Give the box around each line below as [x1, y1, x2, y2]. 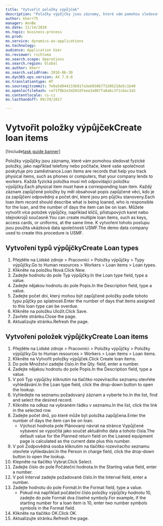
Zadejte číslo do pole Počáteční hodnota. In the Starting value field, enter [12, 464, 157, 470]
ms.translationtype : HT [5, 79, 54, 84]
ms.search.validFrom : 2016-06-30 [5, 70, 73, 75]
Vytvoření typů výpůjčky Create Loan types [5, 244, 139, 252]
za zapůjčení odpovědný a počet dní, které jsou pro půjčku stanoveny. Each [5, 194, 155, 200]
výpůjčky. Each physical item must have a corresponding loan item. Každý [5, 184, 152, 189]
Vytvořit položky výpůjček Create [5, 122, 142, 133]
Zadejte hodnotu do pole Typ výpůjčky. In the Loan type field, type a [12, 272, 148, 278]
